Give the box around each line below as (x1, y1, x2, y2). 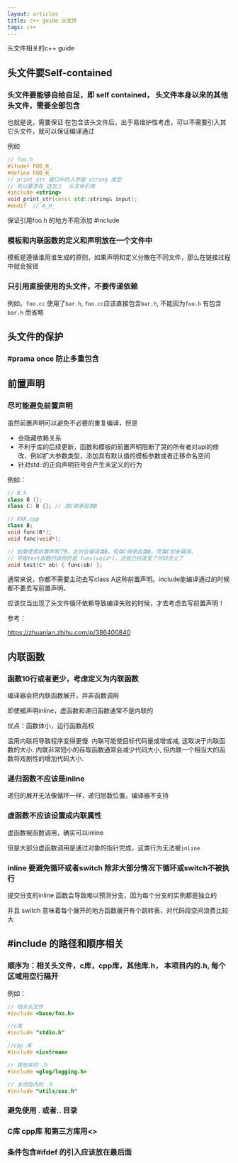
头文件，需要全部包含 (7, 100, 80, 110)
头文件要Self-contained (7, 67, 113, 79)
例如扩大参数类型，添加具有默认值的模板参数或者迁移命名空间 (30, 451, 210, 460)
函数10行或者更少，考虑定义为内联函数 (7, 674, 140, 683)
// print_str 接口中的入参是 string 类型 (7, 175, 122, 183)
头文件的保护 (7, 331, 64, 343)
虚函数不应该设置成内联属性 (7, 811, 102, 821)
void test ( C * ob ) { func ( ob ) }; (7, 561, 103, 568)
